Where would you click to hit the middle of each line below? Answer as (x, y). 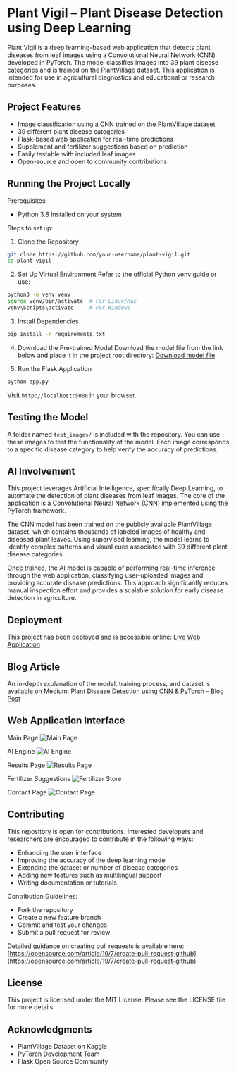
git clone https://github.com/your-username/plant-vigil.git (99, 254)
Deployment (35, 620)
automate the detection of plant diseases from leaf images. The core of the (116, 496)
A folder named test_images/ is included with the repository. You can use (114, 434)
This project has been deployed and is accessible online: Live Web (104, 637)
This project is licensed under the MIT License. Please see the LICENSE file (117, 1000)
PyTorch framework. (37, 511)
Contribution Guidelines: (43, 896)
